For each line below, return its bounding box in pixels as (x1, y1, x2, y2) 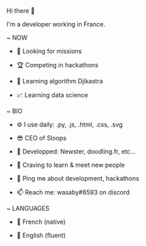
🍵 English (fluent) (16, 231, 66, 239)
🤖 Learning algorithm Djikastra (16, 77, 103, 85)
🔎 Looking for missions (16, 47, 82, 55)
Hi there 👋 (6, 7, 35, 15)
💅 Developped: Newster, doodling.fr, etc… (16, 147, 136, 156)
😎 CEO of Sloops (16, 134, 67, 142)
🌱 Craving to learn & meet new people (16, 161, 125, 169)
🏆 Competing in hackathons (16, 61, 98, 69)
